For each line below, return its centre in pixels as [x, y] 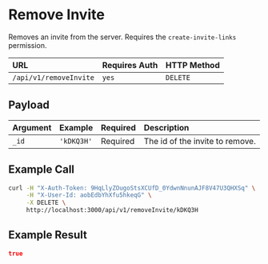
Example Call [41, 170]
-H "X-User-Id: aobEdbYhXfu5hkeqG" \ [89, 195]
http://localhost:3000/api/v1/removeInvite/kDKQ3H [112, 210]
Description [166, 127]
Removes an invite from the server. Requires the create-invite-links [122, 37]
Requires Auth [130, 65]
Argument [32, 127]
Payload [29, 105]
